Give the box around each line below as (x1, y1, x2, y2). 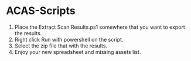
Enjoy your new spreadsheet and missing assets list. (14, 48, 141, 55)
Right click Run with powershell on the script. (14, 36, 124, 43)
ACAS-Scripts (6, 4, 76, 18)
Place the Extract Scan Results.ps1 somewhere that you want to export (14, 23, 186, 30)
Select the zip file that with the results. (14, 42, 107, 49)
